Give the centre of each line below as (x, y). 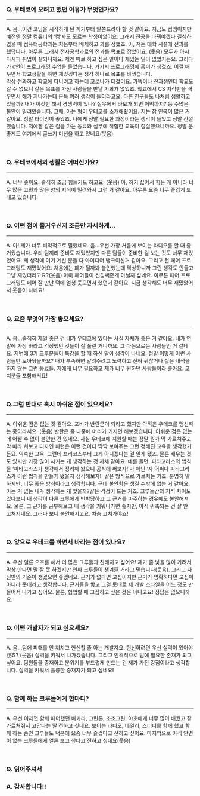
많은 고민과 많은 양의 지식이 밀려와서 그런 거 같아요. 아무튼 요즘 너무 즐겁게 (99, 189)
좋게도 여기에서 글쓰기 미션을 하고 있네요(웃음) (60, 134)
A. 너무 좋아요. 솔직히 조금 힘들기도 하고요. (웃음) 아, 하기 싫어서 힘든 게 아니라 (97, 182)
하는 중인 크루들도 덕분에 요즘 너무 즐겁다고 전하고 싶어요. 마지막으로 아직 (97, 733)
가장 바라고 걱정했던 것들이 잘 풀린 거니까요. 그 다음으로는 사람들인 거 (97, 346)
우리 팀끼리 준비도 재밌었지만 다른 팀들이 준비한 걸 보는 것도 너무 (108, 253)
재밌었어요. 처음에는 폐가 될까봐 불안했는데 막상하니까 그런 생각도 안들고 (110, 268)
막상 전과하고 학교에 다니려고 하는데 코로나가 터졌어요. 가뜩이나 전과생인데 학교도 (100, 81)
